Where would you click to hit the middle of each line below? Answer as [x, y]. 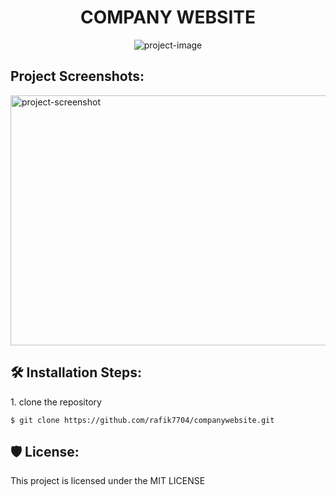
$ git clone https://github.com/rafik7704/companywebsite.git [142, 420]
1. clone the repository [56, 402]
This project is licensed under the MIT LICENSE [108, 481]
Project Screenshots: [77, 76]
